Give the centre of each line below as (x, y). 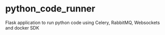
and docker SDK (22, 27)
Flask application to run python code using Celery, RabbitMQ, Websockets (83, 22)
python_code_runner (50, 9)
